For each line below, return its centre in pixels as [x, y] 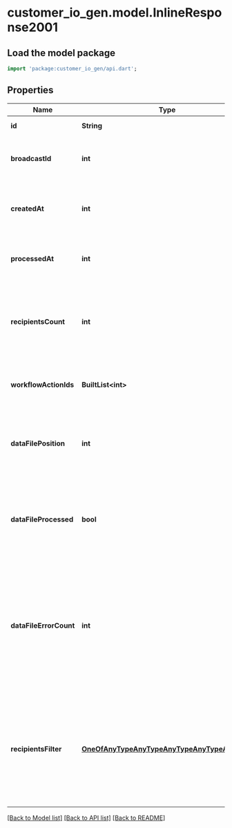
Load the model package [61, 53]
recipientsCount [38, 321]
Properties [30, 90]
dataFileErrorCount [43, 625]
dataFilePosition [38, 443]
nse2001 [33, 27]
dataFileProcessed [42, 519]
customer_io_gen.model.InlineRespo [115, 13]
